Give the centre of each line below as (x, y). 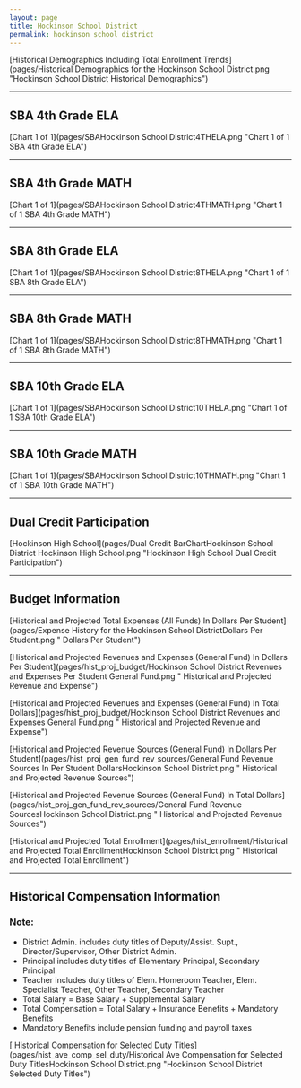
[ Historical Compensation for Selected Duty (91, 1045)
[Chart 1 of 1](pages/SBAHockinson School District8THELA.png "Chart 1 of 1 (149, 272)
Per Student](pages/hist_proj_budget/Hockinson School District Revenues (146, 666)
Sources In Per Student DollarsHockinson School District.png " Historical (143, 768)
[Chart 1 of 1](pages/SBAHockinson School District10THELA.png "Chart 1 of (148, 408)
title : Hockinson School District (74, 26)
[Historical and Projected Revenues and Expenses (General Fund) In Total (145, 703)
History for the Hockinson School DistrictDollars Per (167, 630)
